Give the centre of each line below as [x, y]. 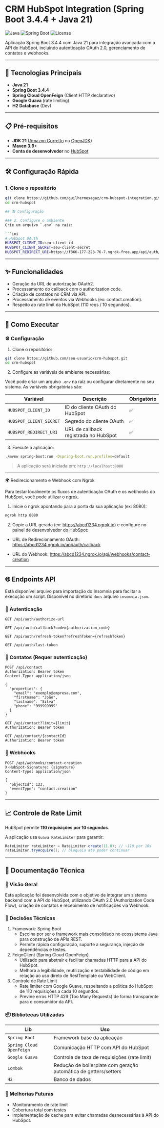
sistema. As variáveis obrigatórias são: [44, 387]
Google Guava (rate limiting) [41, 100]
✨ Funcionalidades [34, 272]
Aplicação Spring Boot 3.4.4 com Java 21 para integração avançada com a [80, 42]
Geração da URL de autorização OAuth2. [53, 283]
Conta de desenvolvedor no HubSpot [50, 151]
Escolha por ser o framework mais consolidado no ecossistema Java [88, 934]
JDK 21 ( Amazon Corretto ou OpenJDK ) [52, 140]
